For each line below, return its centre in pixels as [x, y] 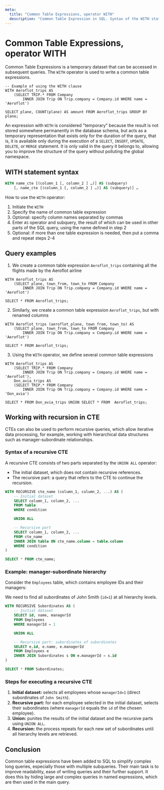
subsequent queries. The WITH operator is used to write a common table [77, 72]
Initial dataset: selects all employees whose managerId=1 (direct [76, 692]
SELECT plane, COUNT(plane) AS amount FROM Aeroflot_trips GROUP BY [76, 112]
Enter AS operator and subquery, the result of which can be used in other [85, 222]
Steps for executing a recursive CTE [49, 682]
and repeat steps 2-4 [33, 238]
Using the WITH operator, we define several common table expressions [82, 355]
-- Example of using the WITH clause [43, 86]
